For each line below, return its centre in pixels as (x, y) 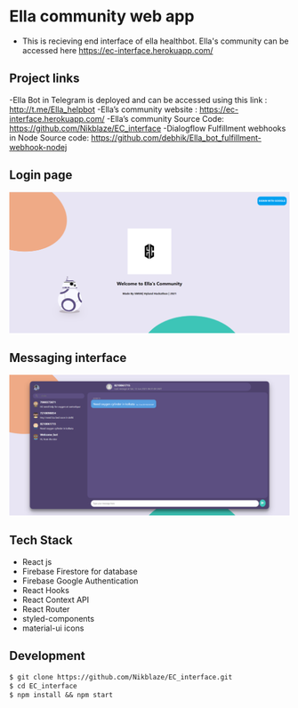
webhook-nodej (38, 147)
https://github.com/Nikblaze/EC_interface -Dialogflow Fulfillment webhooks (148, 128)
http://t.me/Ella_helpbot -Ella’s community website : (103, 109)
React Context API (56, 599)
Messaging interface (68, 358)
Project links (44, 79)
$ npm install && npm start (61, 696)
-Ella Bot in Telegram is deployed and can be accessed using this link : (138, 100)
